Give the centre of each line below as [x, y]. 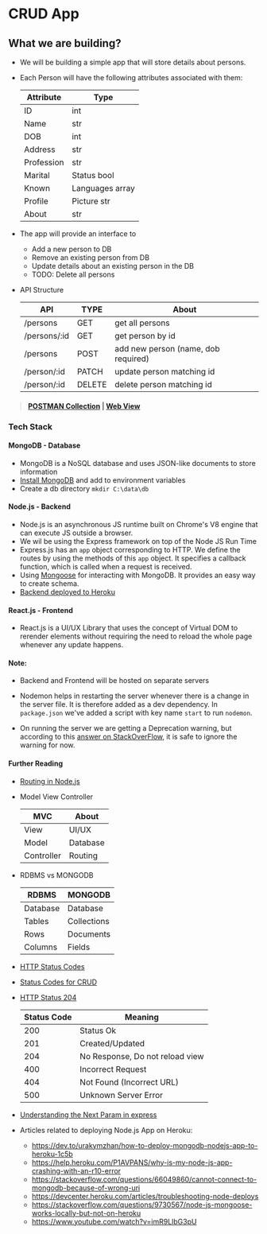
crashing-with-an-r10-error [76, 1170]
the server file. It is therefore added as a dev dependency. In [119, 704]
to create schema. [49, 583]
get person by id [145, 336]
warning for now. [47, 745]
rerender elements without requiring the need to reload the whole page [136, 636]
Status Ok [98, 1030]
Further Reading [36, 763]
